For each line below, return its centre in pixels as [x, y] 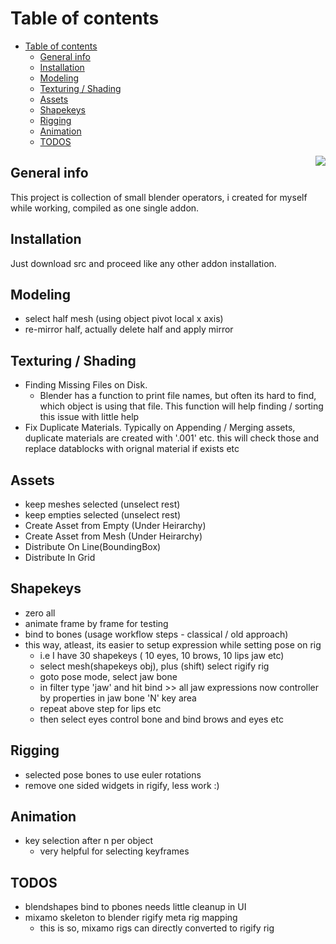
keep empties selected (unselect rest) [103, 515]
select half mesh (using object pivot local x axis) [124, 319]
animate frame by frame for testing [96, 623]
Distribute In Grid [60, 557]
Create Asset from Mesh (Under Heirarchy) [113, 536]
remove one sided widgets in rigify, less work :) [122, 785]
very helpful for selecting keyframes [114, 851]
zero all [40, 613]
